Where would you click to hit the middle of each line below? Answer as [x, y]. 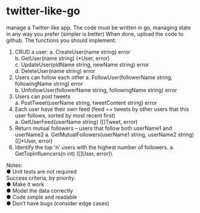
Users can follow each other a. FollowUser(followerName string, [94, 77]
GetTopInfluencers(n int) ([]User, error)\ [64, 153]
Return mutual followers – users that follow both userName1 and [93, 128]
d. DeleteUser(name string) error [55, 71]
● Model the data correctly [40, 190]
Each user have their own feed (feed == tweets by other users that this [102, 109]
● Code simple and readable [42, 197]
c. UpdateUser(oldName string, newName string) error [82, 65]
